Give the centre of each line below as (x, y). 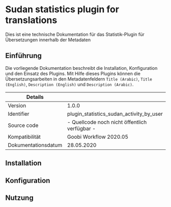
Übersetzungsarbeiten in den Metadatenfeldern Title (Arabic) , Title (79, 79)
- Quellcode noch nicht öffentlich (107, 122)
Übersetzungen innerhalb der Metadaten (48, 40)
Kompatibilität (24, 137)
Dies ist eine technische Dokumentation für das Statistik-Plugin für (75, 34)
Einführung (23, 56)
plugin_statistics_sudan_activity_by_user (115, 114)
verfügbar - (81, 128)
